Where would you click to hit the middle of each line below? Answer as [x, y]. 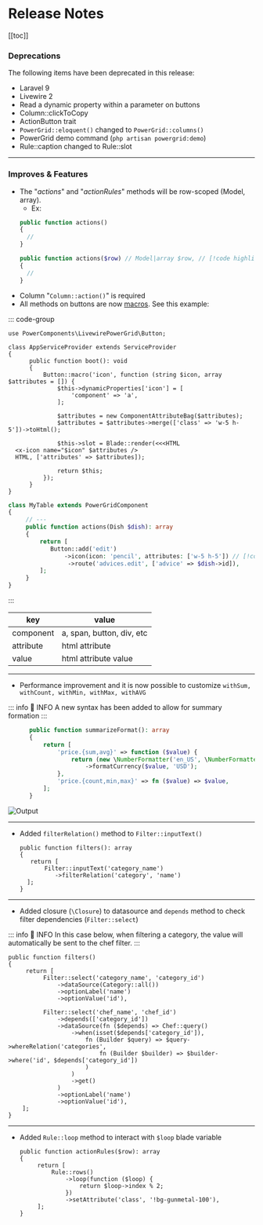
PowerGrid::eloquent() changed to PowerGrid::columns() [112, 130]
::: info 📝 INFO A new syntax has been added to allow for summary [115, 708]
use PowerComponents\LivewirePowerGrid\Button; [87, 333]
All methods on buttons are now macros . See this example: [114, 304]
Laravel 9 [34, 88]
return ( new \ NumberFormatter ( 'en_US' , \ [140, 759]
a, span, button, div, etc [104, 633]
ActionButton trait [48, 122]
